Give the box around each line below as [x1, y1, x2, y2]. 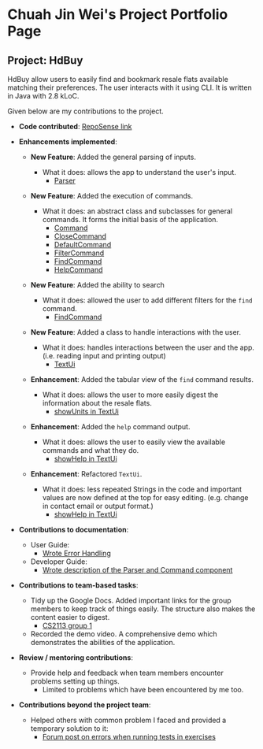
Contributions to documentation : [18, 525, 129, 534]
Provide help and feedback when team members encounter [30, 668, 224, 677]
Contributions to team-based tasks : [18, 580, 139, 590]
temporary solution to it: [30, 724, 109, 733]
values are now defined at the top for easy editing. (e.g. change [42, 493, 249, 502]
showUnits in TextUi [54, 407, 119, 416]
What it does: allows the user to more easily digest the [42, 390, 219, 399]
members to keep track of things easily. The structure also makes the [30, 604, 256, 614]
